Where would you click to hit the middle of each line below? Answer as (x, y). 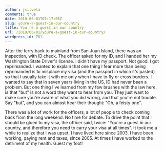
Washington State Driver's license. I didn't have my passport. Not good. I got (82, 61)
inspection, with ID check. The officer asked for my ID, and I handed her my (81, 56)
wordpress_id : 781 (24, 37)
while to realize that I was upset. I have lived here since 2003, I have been (79, 133)
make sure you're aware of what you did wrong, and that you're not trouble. (81, 97)
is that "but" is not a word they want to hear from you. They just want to (77, 92)
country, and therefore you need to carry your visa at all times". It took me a (81, 128)
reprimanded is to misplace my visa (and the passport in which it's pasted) (80, 71)
